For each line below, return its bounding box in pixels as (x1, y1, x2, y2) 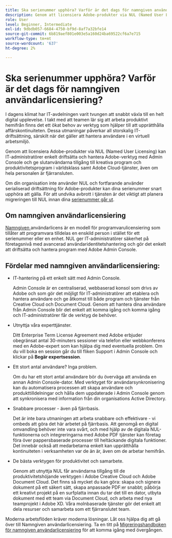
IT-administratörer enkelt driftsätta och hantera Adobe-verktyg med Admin (5, 153, 163, 160)
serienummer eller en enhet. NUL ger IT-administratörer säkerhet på (5, 235, 149, 242)
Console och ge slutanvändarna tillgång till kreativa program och (5, 159, 142, 165)
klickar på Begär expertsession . (12, 354, 81, 360)
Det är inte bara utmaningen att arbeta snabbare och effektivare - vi (12, 415, 156, 422)
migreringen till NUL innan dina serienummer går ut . (5, 196, 115, 203)
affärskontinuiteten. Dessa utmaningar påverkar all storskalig (5, 127, 134, 133)
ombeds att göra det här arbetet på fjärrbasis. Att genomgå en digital (12, 421, 159, 427)
